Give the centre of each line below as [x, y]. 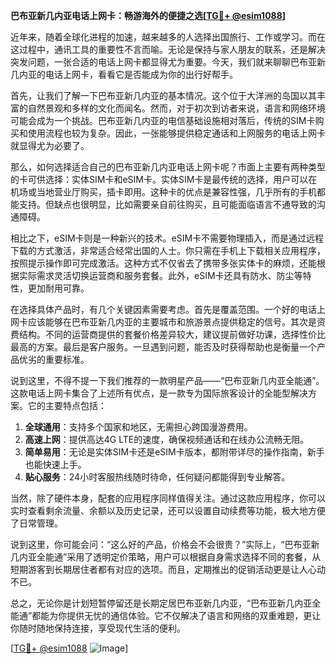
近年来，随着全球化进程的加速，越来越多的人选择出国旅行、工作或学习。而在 [168, 37]
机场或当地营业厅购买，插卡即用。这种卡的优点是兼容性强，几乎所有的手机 [163, 192]
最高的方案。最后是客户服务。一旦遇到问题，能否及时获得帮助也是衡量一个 [163, 347]
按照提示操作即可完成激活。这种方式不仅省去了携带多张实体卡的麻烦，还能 [163, 263]
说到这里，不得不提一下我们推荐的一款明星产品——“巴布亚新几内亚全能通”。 [167, 380]
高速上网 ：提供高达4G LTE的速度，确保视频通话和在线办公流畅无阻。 [167, 439]
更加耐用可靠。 [58, 288]
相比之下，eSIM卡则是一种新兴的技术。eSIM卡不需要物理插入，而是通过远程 [167, 238]
